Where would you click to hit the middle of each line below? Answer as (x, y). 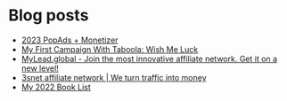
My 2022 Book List (56, 87)
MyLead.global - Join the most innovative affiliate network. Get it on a (149, 58)
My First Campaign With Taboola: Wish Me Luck (110, 49)
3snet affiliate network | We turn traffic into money (114, 77)
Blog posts (49, 16)
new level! (40, 68)
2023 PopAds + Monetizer (70, 40)
